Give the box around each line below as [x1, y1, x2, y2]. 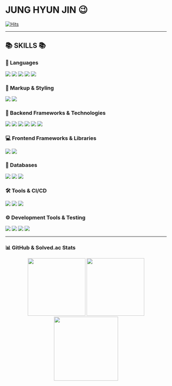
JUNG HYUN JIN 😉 [5, 4, 88, 16]
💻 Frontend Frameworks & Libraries [5, 135, 97, 142]
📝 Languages [5, 59, 38, 67]
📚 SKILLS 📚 [5, 41, 46, 50]
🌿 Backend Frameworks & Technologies [5, 109, 106, 116]
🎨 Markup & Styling [5, 84, 54, 91]
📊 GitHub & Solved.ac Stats [5, 244, 76, 251]
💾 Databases [5, 162, 37, 169]
